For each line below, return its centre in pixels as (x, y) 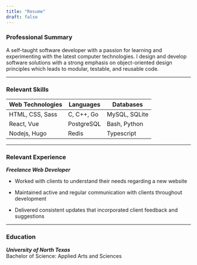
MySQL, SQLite (128, 115)
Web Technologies (36, 105)
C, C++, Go (83, 115)
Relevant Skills (28, 90)
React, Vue (24, 124)
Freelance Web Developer (38, 170)
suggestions (30, 216)
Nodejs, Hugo (28, 133)
